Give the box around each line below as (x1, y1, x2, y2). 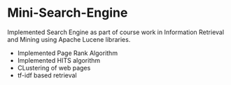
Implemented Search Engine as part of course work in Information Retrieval (7, 28, 225, 36)
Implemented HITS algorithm (17, 56, 101, 64)
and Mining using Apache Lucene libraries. (7, 35, 131, 43)
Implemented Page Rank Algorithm (17, 49, 118, 57)
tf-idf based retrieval (17, 71, 77, 79)
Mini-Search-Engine (7, 5, 128, 21)
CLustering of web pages (17, 63, 91, 72)
